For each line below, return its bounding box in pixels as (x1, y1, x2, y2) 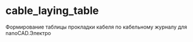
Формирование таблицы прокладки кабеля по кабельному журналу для (5, 23, 187, 30)
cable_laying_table (5, 4, 99, 17)
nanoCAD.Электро (5, 29, 51, 36)
